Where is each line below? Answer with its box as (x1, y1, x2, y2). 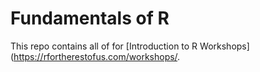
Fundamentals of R (10, 7, 170, 30)
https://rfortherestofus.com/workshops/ (13, 50, 178, 62)
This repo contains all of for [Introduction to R (10, 40, 198, 52)
